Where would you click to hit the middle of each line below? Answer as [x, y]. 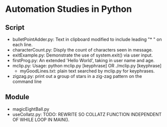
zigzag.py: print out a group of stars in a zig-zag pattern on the [77, 76]
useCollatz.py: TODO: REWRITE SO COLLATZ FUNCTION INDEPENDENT [87, 114]
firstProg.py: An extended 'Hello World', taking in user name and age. [83, 60]
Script [15, 28]
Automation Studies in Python [69, 9]
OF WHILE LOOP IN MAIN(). [41, 120]
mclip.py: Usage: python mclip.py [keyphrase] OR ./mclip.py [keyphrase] [87, 66]
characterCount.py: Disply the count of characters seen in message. [83, 50]
